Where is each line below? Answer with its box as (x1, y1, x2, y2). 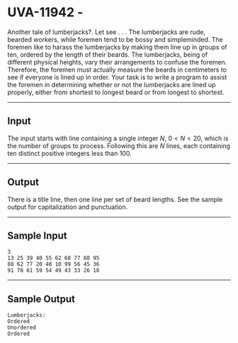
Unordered (7, 324, 37, 332)
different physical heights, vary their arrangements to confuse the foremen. (7, 57, 227, 66)
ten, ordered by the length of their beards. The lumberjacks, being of (7, 50, 208, 59)
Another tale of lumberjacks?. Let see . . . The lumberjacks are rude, (7, 28, 205, 36)
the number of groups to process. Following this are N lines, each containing (7, 141, 230, 150)
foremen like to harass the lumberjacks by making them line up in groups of (7, 43, 228, 51)
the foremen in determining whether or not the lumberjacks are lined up (7, 80, 216, 89)
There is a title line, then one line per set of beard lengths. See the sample (7, 195, 223, 203)
